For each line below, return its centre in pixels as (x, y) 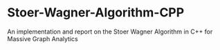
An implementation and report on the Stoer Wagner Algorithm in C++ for (110, 32)
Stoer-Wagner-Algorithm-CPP (96, 13)
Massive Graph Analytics (43, 38)
